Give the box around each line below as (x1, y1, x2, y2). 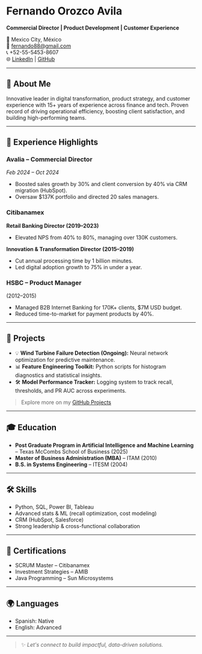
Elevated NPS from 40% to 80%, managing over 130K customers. (14, 234, 178, 241)
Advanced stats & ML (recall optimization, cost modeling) (14, 510, 158, 517)
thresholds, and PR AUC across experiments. (14, 387, 127, 394)
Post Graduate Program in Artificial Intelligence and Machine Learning (14, 441, 194, 449)
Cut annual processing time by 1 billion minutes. (14, 257, 133, 264)
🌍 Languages (6, 598, 59, 609)
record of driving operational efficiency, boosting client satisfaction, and (6, 107, 185, 115)
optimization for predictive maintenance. (14, 356, 115, 363)
